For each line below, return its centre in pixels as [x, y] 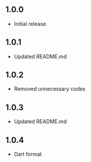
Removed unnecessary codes [50, 89]
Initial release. [31, 23]
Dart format [28, 154]
